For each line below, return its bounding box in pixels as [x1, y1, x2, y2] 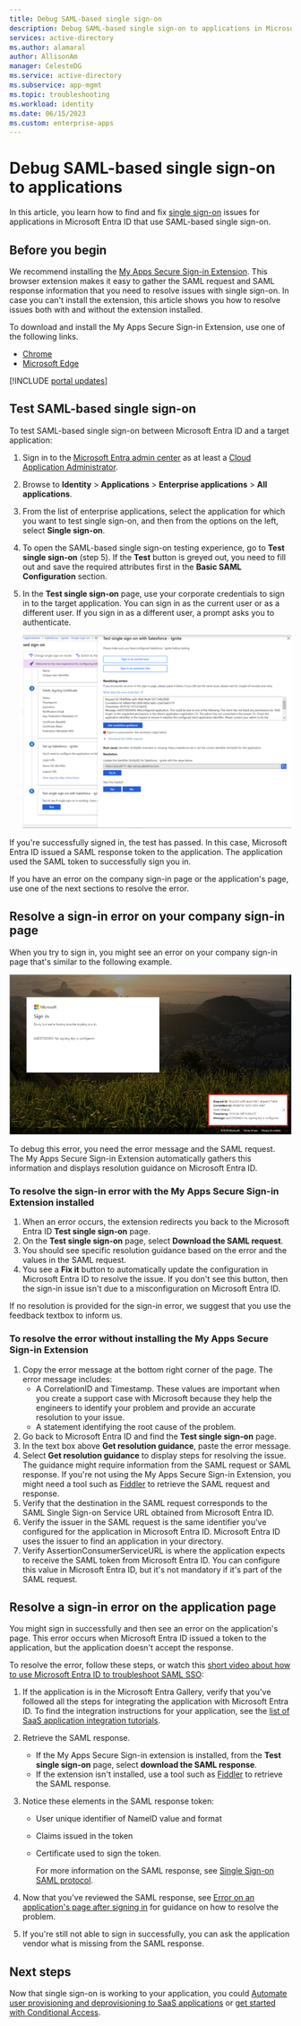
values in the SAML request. [21, 1255, 127, 1266]
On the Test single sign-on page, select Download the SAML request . [21, 1235, 284, 1246]
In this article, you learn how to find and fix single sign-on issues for [9, 207, 260, 218]
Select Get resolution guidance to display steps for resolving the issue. [21, 1450, 287, 1460]
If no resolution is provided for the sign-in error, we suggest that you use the [9, 1301, 291, 1312]
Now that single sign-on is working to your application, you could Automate [9, 1988, 288, 1999]
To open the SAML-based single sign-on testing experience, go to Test [21, 542, 285, 553]
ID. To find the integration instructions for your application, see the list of [21, 1706, 290, 1717]
